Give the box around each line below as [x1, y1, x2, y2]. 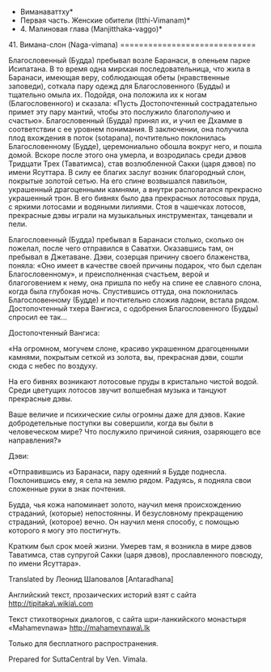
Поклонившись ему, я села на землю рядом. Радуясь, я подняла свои [8, 476, 252, 485]
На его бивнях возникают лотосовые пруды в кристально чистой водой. [8, 377, 259, 386]
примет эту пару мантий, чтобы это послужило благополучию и [8, 107, 231, 117]
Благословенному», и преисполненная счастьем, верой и [8, 269, 210, 279]
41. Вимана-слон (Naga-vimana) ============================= [8, 40, 256, 49]
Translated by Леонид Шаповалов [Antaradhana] [8, 575, 174, 584]
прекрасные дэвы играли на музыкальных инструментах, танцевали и [8, 211, 253, 220]
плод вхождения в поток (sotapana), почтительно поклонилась [8, 133, 227, 143]
